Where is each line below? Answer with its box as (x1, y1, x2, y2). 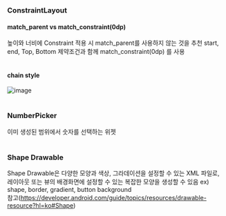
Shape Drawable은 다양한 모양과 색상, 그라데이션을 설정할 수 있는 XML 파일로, (7, 168, 220, 177)
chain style (7, 71, 40, 79)
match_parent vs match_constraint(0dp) (7, 23, 126, 31)
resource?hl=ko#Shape (7, 201, 74, 209)
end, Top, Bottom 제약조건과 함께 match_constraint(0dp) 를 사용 (7, 48, 185, 56)
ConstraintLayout (7, 6, 68, 15)
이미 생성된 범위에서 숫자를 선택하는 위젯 (7, 127, 116, 136)
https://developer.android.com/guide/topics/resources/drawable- (20, 193, 207, 202)
